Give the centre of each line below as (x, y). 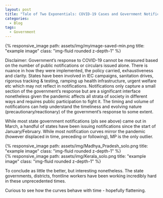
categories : (17, 18)
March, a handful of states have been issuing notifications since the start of (81, 126)
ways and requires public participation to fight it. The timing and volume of (80, 101)
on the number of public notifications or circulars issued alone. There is (76, 65)
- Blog (16, 23)
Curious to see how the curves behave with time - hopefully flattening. (75, 190)
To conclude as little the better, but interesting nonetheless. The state (74, 171)
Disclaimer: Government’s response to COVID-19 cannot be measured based (81, 60)
